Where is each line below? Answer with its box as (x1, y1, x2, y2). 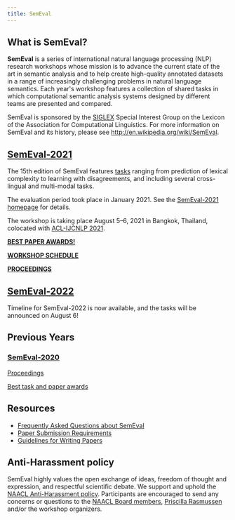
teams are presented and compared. (7, 100, 113, 108)
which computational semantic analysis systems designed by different (7, 92, 210, 100)
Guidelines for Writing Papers (17, 436, 103, 444)
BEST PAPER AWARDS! (7, 238, 76, 246)
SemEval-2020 (7, 352, 60, 362)
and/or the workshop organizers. (7, 505, 102, 513)
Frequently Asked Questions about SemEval (17, 421, 145, 429)
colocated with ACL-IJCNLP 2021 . (7, 224, 105, 232)
